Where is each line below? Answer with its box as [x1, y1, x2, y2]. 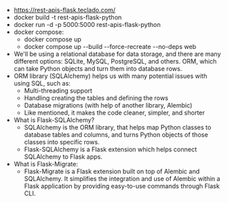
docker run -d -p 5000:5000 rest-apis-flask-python [13, 21, 161, 28]
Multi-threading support [23, 86, 93, 95]
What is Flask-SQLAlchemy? [13, 116, 95, 124]
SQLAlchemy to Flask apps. [23, 153, 103, 161]
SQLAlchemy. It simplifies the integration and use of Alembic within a [23, 175, 220, 182]
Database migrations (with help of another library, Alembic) [23, 101, 193, 109]
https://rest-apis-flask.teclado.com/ [13, 6, 116, 14]
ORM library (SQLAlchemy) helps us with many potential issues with [13, 72, 207, 80]
